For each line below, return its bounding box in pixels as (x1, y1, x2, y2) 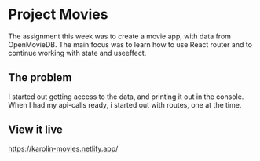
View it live (8, 123, 63, 137)
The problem (8, 71, 72, 84)
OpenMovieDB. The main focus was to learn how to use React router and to (8, 39, 253, 49)
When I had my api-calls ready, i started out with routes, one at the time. (8, 100, 242, 109)
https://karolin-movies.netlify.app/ (8, 144, 119, 153)
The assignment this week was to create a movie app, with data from (8, 31, 232, 41)
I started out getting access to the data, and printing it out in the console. (8, 92, 244, 101)
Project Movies (8, 5, 108, 24)
